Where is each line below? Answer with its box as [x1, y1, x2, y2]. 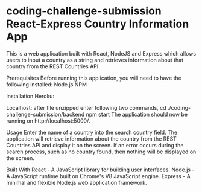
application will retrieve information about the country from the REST [6, 135, 177, 142]
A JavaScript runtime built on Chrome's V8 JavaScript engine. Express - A [6, 172, 191, 179]
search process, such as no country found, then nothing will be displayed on [6, 148, 197, 155]
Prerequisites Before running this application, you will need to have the [6, 74, 182, 82]
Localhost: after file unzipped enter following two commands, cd [6, 104, 167, 111]
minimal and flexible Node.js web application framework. [6, 179, 147, 186]
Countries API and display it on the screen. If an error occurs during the [6, 141, 184, 149]
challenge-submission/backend [6, 110, 85, 118]
